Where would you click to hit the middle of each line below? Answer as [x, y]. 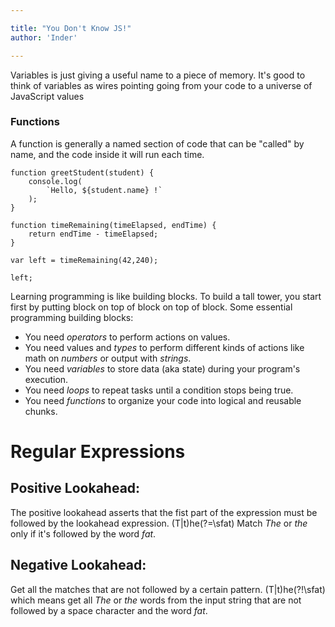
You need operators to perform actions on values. [127, 337]
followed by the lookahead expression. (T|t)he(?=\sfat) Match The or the [159, 523]
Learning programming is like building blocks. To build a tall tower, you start [166, 296]
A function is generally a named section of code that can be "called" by [157, 143]
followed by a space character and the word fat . [109, 610]
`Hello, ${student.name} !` [104, 190]
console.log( [55, 181]
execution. [46, 379]
